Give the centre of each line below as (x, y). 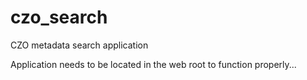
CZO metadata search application (79, 45)
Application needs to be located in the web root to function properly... (153, 64)
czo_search (59, 17)
